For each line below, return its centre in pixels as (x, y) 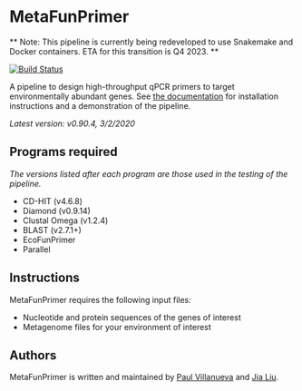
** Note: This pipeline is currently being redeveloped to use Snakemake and (151, 42)
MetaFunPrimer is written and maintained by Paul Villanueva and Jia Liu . (144, 377)
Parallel (37, 249)
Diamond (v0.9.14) (56, 210)
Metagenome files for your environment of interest (117, 327)
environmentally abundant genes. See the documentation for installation (144, 96)
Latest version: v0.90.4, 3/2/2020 (73, 123)
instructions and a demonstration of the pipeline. (100, 105)
